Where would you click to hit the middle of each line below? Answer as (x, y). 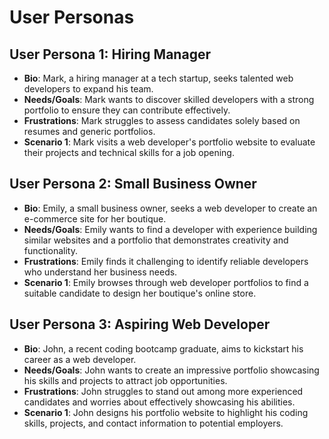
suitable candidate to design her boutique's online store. (140, 293)
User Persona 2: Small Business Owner (133, 184)
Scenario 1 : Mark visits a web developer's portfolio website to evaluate (169, 142)
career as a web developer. (80, 359)
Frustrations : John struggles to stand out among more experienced (163, 391)
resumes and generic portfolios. (89, 131)
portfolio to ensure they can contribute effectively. (127, 110)
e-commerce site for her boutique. (95, 218)
